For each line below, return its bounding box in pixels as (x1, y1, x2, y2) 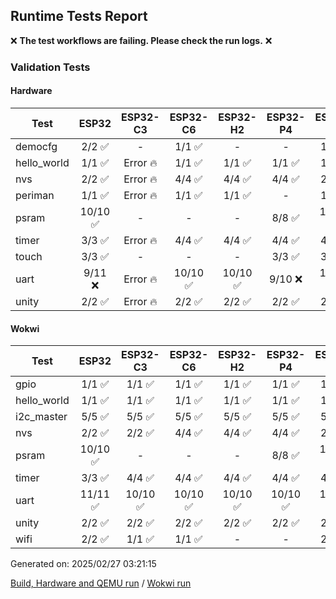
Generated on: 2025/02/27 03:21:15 (10, 558, 157, 570)
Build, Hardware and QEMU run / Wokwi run (10, 577, 192, 589)
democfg (15, 139, 58, 153)
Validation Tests (10, 60, 91, 74)
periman (15, 188, 55, 202)
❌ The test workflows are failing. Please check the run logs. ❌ (10, 34, 273, 46)
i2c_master (15, 410, 68, 424)
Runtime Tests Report (10, 8, 148, 25)
